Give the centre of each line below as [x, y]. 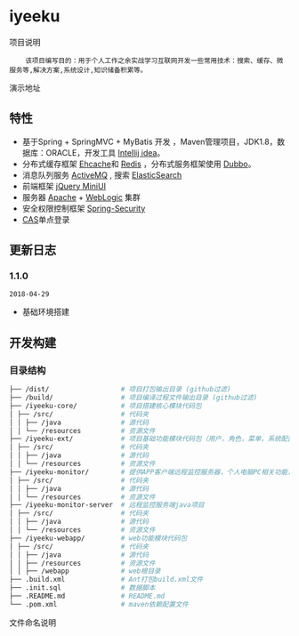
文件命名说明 [32, 622]
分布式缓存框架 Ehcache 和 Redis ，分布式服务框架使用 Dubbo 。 [139, 164]
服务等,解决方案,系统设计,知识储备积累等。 [78, 70]
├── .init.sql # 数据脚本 [82, 588]
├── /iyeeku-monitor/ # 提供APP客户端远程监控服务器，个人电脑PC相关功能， [152, 472]
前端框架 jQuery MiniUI [64, 186]
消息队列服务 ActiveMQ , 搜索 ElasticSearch [102, 174]
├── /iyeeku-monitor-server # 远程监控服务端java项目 [107, 505]
